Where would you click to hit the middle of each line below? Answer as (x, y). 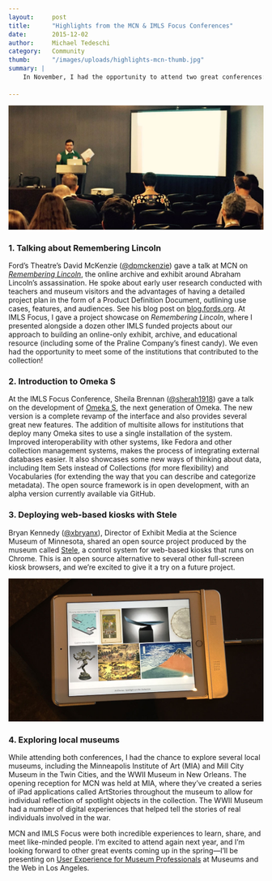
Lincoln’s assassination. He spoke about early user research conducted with (135, 283)
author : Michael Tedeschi (59, 43)
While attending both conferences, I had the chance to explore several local (134, 757)
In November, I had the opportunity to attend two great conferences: (144, 77)
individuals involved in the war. (59, 817)
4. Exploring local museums (64, 740)
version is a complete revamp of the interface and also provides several (127, 416)
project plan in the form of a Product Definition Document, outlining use (127, 300)
